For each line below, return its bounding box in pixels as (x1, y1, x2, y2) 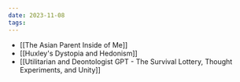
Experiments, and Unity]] (19, 65, 101, 74)
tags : (8, 19, 26, 27)
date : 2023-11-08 (8, 11, 65, 20)
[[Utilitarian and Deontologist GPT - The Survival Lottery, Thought (19, 56, 233, 66)
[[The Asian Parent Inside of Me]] (19, 40, 128, 49)
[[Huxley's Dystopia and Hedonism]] (19, 48, 138, 58)
